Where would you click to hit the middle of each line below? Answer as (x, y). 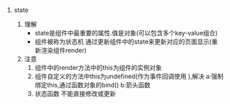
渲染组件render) (64, 50)
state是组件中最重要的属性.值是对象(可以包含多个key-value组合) (126, 33)
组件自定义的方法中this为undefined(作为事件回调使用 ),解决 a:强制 (129, 76)
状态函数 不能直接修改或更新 (75, 94)
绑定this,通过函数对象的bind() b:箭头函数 (93, 85)
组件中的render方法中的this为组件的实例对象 (98, 68)
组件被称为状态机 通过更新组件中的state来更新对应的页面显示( (123, 42)
